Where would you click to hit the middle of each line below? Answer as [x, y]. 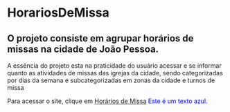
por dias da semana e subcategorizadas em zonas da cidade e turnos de [111, 80]
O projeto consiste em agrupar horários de [100, 38]
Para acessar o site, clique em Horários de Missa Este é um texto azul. [107, 101]
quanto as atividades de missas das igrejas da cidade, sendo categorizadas [115, 73]
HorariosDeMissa [58, 13]
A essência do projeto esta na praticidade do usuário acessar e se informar [114, 66]
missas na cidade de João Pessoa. [83, 49]
